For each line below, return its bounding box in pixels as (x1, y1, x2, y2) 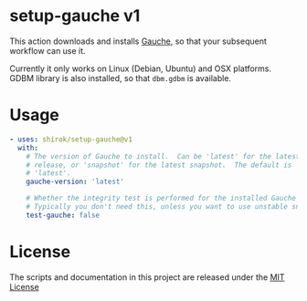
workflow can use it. (9, 45, 86, 56)
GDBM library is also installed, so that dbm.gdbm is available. (9, 72, 231, 83)
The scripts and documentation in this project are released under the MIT (9, 271, 285, 283)
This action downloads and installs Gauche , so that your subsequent (9, 36, 267, 47)
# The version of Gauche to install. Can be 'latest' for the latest (26, 151, 301, 161)
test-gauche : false (26, 211, 101, 220)
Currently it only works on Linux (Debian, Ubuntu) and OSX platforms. (9, 63, 272, 74)
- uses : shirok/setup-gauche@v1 (9, 134, 132, 144)
